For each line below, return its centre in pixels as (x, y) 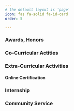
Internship (17, 90)
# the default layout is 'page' (37, 9)
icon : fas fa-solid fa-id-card (37, 14)
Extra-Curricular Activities (37, 66)
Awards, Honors (24, 40)
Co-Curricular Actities (32, 53)
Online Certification (25, 77)
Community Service (29, 103)
